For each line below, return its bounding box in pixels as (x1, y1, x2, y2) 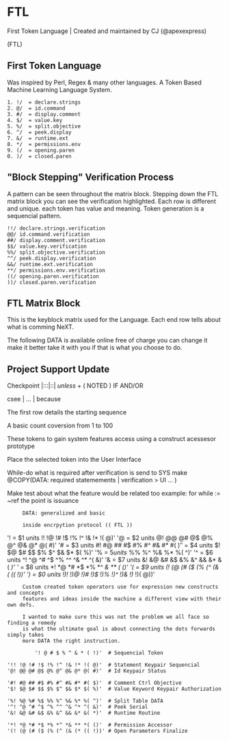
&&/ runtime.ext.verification (7, 261, 94, 268)
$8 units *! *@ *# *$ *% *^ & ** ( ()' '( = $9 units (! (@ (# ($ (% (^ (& (25, 563, 219, 572)
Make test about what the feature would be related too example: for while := (7, 489, 221, 497)
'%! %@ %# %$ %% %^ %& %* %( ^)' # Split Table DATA (7, 698, 164, 705)
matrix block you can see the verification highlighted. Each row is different (7, 197, 217, 205)
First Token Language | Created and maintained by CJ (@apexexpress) (7, 27, 207, 35)
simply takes (7, 632, 44, 639)
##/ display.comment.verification (7, 237, 106, 244)
